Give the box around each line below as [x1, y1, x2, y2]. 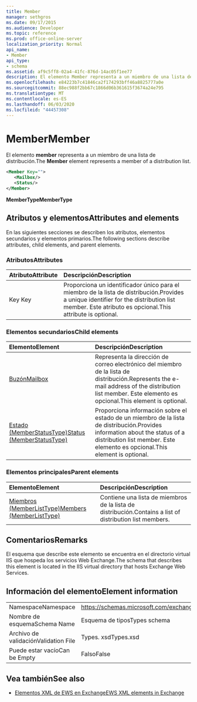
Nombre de [9, 613, 40, 621]
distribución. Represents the [94, 375, 171, 383]
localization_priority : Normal [6, 42, 83, 48]
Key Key [9, 295, 32, 303]
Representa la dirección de [94, 353, 169, 361]
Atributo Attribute [9, 271, 58, 279]
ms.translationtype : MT [6, 90, 64, 96]
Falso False [81, 650, 111, 658]
